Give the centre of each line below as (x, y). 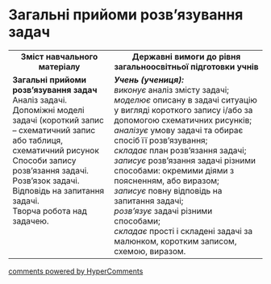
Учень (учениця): (149, 80)
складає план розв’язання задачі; (180, 150)
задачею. (31, 221)
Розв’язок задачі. (46, 181)
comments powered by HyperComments (76, 271)
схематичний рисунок (56, 150)
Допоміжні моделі (48, 110)
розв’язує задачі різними (163, 211)
